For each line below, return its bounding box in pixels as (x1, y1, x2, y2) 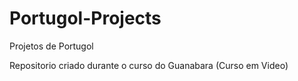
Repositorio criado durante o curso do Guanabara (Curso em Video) (9, 59, 289, 71)
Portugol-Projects (9, 7, 162, 30)
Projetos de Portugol (9, 40, 94, 52)
